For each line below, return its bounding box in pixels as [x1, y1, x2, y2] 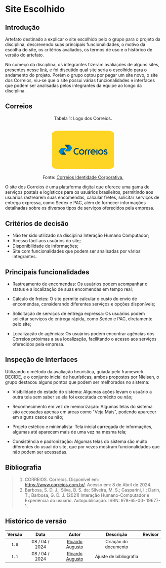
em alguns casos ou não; [12, 414, 64, 420]
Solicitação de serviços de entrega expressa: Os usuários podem [12, 310, 145, 316]
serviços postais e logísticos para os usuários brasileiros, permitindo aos [5, 189, 154, 195]
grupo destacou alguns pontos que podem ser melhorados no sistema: [5, 379, 150, 385]
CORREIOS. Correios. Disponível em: [24, 476, 99, 482]
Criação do [105, 539, 128, 545]
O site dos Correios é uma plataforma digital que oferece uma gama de [5, 184, 150, 190]
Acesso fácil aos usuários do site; [12, 238, 81, 244]
